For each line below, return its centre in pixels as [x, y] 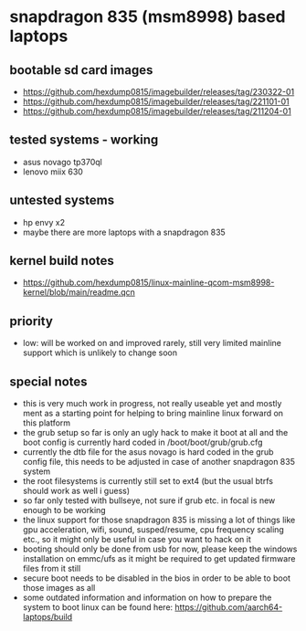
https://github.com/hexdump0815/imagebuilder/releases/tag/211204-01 [157, 111]
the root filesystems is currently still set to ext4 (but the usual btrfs [148, 481]
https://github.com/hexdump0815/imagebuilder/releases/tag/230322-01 [158, 92]
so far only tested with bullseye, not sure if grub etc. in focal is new [149, 500]
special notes [49, 381]
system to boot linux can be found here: [98, 607]
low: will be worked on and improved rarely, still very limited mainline [152, 343]
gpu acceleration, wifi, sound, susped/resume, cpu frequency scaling [153, 530]
